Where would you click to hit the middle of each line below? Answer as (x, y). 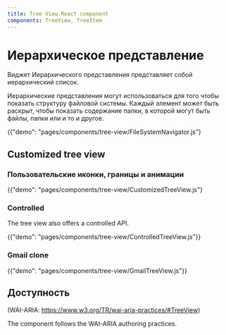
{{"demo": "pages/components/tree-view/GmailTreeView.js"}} (98, 270)
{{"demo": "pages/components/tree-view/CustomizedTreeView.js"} (105, 190)
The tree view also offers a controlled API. (68, 224)
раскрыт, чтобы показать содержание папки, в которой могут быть (109, 111)
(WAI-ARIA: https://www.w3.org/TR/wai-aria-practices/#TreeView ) (104, 310)
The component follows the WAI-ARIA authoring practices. (92, 323)
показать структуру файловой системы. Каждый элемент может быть (113, 104)
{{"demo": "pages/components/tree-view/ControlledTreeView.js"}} (104, 237)
